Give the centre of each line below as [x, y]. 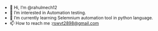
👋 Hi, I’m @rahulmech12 [33, 8]
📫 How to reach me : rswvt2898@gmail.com [54, 23]
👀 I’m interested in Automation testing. [48, 13]
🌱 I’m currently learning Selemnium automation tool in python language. [81, 18]
